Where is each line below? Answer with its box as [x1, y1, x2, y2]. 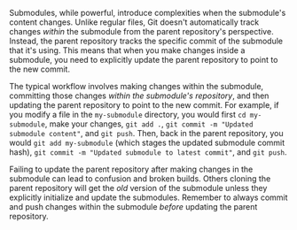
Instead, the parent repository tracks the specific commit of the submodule [9, 35, 284, 46]
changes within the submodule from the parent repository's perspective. [9, 27, 274, 36]
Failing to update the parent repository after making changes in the [9, 164, 254, 174]
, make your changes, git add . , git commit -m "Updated [44, 119, 254, 129]
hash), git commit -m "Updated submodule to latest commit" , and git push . [9, 147, 287, 157]
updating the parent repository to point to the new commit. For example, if [9, 100, 279, 110]
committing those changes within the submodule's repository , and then [9, 90, 270, 101]
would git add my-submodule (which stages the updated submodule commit [9, 137, 285, 148]
